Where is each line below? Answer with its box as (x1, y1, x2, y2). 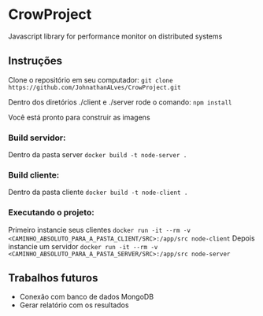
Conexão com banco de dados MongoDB (19, 292, 154, 302)
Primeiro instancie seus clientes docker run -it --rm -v (8, 225, 191, 234)
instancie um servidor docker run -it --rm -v (8, 241, 158, 251)
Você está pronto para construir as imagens (8, 112, 151, 122)
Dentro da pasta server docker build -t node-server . (8, 150, 187, 160)
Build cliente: (8, 169, 60, 180)
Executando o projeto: (8, 207, 94, 218)
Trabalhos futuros (8, 271, 98, 285)
